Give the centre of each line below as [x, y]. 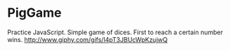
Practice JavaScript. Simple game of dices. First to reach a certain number [115, 32]
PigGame [34, 13]
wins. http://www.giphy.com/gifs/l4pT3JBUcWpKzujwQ [88, 39]
